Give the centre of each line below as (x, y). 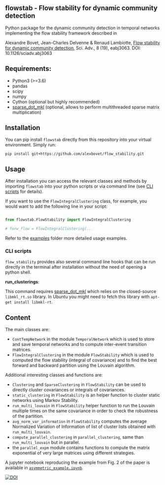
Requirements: (28, 69)
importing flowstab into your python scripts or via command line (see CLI (79, 186)
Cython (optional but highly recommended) (56, 101)
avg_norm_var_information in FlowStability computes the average (79, 421)
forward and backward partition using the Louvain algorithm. (74, 365)
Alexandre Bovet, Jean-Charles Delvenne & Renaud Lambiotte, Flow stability (82, 43)
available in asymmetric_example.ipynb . (44, 468)
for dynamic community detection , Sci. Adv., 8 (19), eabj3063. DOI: (73, 48)
